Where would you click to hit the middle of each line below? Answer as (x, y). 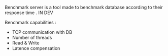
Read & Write (26, 43)
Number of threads (32, 38)
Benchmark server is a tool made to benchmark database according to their (84, 7)
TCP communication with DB (42, 32)
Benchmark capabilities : (30, 22)
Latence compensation (36, 48)
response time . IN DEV (29, 13)
